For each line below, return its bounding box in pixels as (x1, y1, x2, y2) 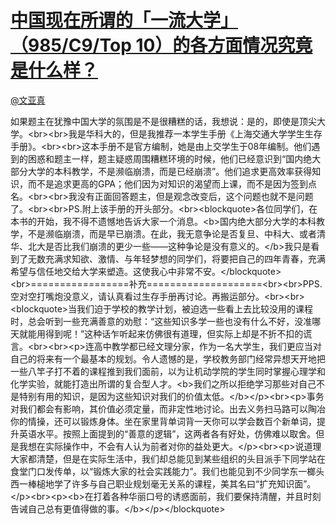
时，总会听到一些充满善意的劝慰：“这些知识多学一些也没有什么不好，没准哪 (10, 315, 322, 327)
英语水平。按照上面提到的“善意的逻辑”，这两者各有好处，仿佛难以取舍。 (18, 427, 317, 440)
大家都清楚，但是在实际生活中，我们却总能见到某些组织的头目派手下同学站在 (10, 452, 326, 465)
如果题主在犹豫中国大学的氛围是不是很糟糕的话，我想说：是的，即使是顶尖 (10, 115, 317, 127)
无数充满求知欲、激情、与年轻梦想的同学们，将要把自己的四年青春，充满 (27, 252, 326, 265)
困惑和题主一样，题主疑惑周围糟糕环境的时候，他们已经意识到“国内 (27, 152, 304, 165)
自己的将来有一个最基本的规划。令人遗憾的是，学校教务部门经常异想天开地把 (10, 352, 326, 365)
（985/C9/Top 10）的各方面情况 (10, 34, 278, 57)
